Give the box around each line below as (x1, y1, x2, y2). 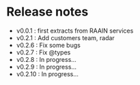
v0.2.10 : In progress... (16, 69, 79, 78)
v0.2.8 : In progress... (16, 55, 76, 63)
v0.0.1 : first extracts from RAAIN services (16, 27, 134, 35)
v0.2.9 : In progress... (16, 63, 76, 71)
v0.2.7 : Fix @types (16, 48, 71, 56)
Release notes (6, 4, 89, 20)
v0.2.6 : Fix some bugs (16, 41, 81, 49)
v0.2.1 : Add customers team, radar (16, 33, 115, 41)
